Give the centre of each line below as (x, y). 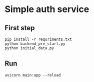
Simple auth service (47, 9)
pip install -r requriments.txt (38, 39)
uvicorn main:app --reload (33, 75)
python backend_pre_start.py (35, 44)
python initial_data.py (29, 48)
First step (20, 28)
